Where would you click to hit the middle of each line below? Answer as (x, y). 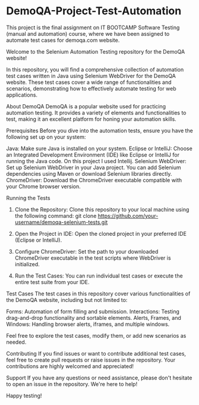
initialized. (27, 264)
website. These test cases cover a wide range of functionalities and (89, 82)
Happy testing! (24, 395)
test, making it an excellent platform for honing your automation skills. (91, 119)
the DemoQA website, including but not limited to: (67, 300)
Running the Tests (28, 198)
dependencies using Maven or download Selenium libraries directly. (89, 173)
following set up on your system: (46, 137)
